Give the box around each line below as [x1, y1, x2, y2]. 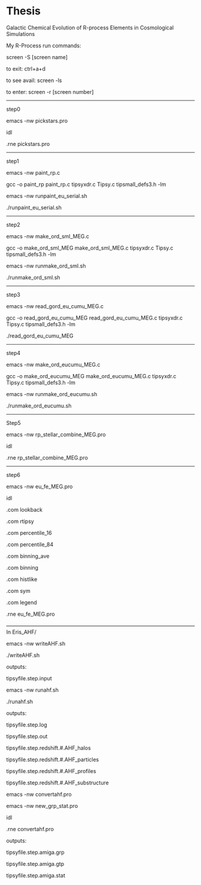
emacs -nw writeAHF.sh [6, 640, 66, 647]
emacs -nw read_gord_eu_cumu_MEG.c [6, 302, 103, 309]
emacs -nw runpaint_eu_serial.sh [6, 192, 88, 199]
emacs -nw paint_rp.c [6, 169, 60, 176]
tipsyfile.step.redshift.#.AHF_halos [6, 744, 91, 752]
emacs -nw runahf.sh [6, 686, 59, 694]
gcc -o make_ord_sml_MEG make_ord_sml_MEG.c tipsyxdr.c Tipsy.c [6, 244, 173, 251]
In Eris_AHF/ [6, 628, 37, 635]
